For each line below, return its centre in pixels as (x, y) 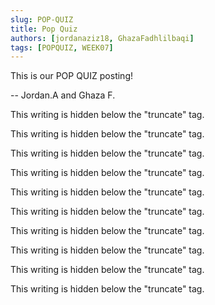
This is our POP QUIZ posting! (71, 76)
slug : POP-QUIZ (42, 19)
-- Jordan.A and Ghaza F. (63, 95)
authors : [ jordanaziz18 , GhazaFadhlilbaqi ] (102, 38)
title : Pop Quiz (44, 29)
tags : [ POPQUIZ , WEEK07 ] (62, 47)
